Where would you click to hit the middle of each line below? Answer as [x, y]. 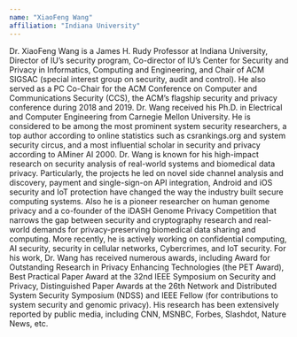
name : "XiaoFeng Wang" [51, 17]
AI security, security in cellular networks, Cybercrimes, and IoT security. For [148, 248]
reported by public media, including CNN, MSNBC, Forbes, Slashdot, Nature [148, 314]
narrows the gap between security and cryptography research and [131, 220]
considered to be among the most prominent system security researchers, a [148, 126]
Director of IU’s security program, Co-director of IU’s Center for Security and [149, 60]
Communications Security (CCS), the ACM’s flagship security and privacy [143, 97]
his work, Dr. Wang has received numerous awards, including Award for [140, 257]
